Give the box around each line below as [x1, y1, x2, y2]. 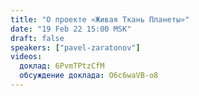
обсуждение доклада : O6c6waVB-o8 [19, 71, 159, 81]
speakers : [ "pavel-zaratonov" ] [10, 42, 141, 53]
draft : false [10, 33, 65, 43]
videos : [10, 52, 43, 62]
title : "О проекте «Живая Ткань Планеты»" [10, 14, 190, 25]
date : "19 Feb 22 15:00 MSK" [10, 24, 132, 34]
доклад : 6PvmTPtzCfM [19, 61, 105, 71]
